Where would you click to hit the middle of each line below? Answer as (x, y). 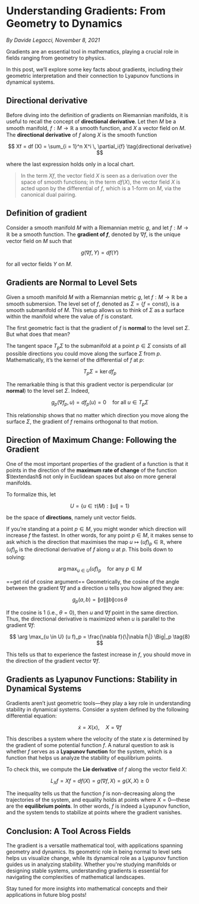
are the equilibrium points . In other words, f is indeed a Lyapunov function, (98, 806)
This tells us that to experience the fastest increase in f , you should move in (99, 654)
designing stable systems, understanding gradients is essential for (87, 871)
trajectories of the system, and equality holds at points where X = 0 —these (98, 800)
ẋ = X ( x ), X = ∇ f (100, 727)
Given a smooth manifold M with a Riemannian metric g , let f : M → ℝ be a (97, 297)
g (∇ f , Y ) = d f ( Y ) (100, 252)
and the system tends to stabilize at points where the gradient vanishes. (94, 812)
